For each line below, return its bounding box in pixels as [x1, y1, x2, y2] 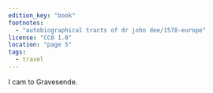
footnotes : [8, 19, 44, 27]
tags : [8, 48, 26, 56]
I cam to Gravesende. [8, 76, 78, 87]
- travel [15, 56, 44, 64]
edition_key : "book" [8, 11, 77, 20]
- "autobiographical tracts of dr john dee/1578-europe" [15, 26, 207, 34]
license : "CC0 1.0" [8, 33, 73, 42]
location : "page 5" [8, 41, 73, 49]
